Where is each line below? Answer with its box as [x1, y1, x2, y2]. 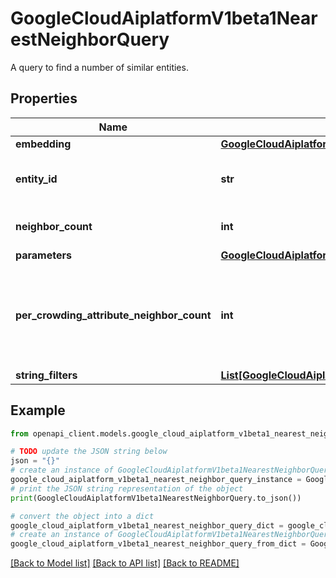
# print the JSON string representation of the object [10, 483, 244, 494]
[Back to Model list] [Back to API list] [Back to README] [10, 557, 240, 569]
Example [10, 402, 66, 419]
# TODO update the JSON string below [10, 447, 168, 457]
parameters [15, 248, 72, 262]
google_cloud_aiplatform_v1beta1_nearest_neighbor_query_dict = [10, 520, 284, 531]
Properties [10, 90, 78, 107]
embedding [15, 137, 72, 151]
